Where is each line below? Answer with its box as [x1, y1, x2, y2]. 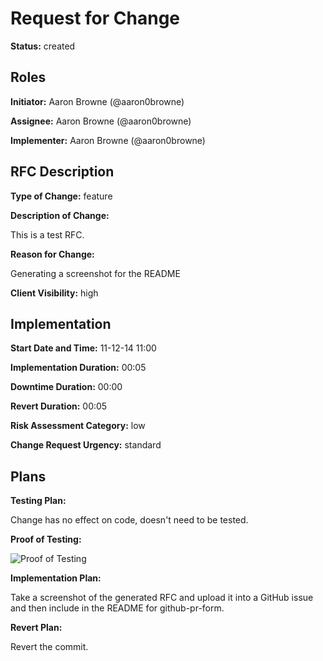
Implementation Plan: [10, 572, 102, 584]
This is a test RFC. [10, 228, 85, 241]
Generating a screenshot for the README [10, 267, 181, 279]
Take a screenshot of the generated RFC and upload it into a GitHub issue [10, 592, 314, 604]
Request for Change [10, 7, 181, 30]
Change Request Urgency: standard [10, 439, 162, 451]
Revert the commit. [10, 641, 89, 653]
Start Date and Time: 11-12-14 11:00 [10, 342, 157, 354]
